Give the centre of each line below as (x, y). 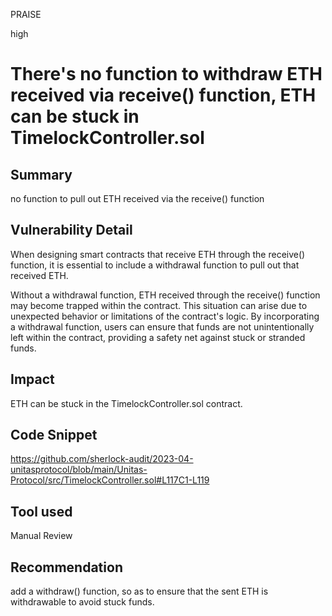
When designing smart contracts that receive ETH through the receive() (158, 254)
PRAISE (26, 14)
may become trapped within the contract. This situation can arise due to (159, 305)
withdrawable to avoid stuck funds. (82, 602)
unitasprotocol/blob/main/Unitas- (79, 470)
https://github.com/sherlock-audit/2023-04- (102, 459)
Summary (41, 174)
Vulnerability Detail (71, 230)
